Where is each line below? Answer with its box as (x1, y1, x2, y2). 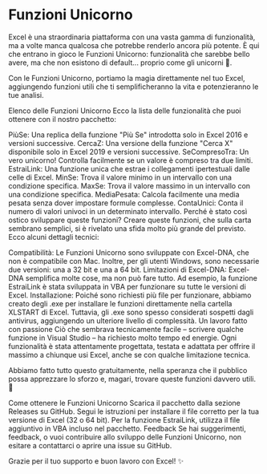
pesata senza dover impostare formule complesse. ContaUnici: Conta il (8, 198, 244, 208)
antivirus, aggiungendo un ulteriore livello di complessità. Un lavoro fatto (8, 315, 248, 326)
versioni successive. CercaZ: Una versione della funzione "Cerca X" (8, 138, 233, 148)
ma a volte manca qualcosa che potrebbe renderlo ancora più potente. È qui (8, 40, 260, 50)
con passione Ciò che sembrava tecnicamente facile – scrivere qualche (8, 324, 245, 334)
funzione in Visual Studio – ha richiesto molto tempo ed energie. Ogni (8, 333, 237, 342)
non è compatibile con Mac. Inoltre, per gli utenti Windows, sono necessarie (8, 256, 260, 265)
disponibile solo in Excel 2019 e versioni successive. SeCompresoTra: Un (8, 147, 249, 156)
